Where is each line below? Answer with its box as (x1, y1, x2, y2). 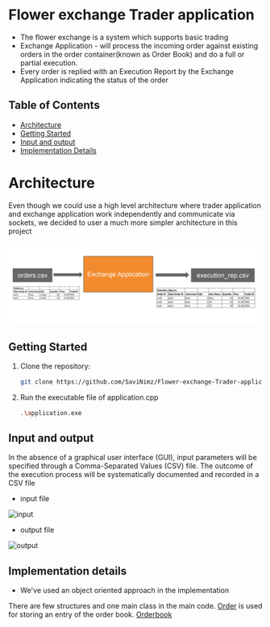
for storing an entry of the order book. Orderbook (8, 610, 172, 620)
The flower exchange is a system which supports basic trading (19, 32, 229, 42)
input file (19, 494, 50, 504)
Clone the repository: (19, 361, 91, 371)
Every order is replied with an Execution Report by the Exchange (19, 66, 234, 76)
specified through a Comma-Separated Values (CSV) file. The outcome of (8, 461, 254, 471)
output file (19, 525, 55, 535)
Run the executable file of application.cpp (19, 392, 159, 402)
